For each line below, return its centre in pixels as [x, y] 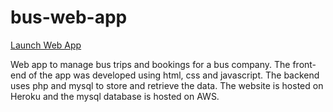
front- [304, 64]
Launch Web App [46, 45]
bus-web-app [69, 17]
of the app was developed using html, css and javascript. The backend [174, 75]
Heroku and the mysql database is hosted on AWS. [115, 96]
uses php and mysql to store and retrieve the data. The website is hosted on [167, 85]
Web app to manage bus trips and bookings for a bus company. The [150, 64]
